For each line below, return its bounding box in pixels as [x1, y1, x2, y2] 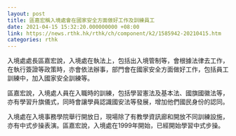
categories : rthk [7, 36, 58, 43]
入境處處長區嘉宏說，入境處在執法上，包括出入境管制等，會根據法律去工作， [7, 57, 229, 65]
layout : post [7, 10, 46, 18]
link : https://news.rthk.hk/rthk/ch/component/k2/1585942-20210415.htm [7, 29, 221, 37]
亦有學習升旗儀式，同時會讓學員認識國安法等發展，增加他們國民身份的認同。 [7, 97, 229, 106]
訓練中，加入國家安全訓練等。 [7, 74, 93, 83]
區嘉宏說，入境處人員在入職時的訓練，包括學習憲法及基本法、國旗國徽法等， [7, 89, 229, 97]
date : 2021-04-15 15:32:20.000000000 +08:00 [7, 23, 140, 30]
